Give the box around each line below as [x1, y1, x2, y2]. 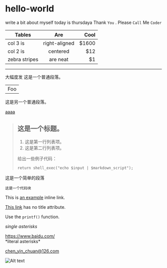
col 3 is [7, 39, 25, 46]
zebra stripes [7, 56, 39, 63]
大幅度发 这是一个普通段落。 [5, 74, 63, 80]
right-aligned [43, 39, 75, 46]
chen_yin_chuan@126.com [5, 248, 60, 254]
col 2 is [7, 48, 25, 55]
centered [48, 48, 70, 55]
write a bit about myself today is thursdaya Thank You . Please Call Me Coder [5, 19, 162, 25]
